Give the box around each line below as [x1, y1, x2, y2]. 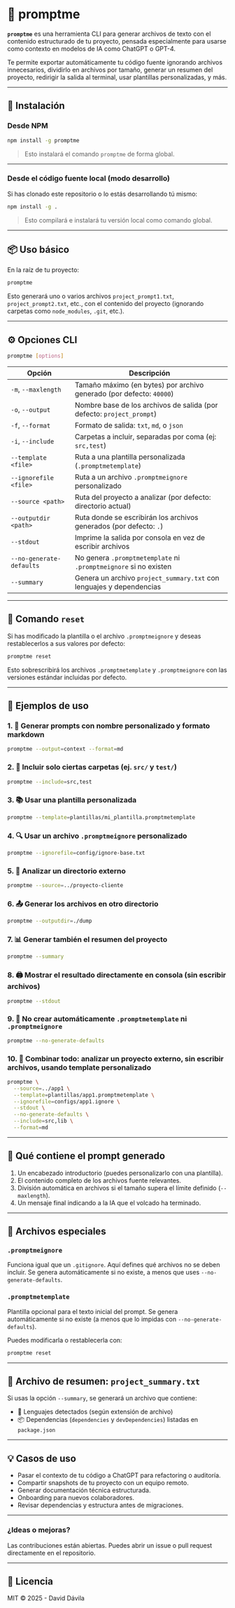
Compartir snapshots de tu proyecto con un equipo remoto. [17, 1479, 189, 1487]
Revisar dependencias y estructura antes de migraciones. [17, 1501, 184, 1510]
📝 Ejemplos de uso [7, 700, 89, 712]
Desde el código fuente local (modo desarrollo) [7, 173, 170, 183]
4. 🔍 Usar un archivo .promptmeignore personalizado [7, 831, 187, 841]
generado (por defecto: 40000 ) [74, 389, 174, 399]
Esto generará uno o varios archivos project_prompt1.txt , [7, 292, 175, 300]
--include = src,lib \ [13, 1117, 73, 1125]
